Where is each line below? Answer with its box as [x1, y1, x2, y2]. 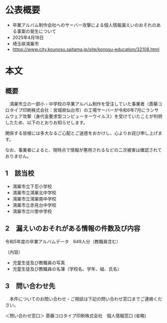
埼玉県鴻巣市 [12, 40, 39, 46]
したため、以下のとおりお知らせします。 [5, 119, 88, 125]
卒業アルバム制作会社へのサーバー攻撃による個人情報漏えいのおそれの [12, 22, 157, 28]
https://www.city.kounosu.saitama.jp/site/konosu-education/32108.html [12, 46, 160, 52]
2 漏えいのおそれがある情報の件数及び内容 [5, 224, 141, 233]
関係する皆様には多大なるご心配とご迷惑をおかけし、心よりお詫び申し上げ [5, 130, 158, 136]
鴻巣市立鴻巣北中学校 [12, 189, 56, 195]
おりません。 [5, 153, 31, 159]
